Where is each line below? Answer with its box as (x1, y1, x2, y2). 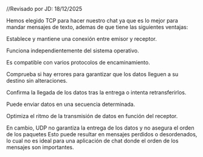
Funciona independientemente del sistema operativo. (6, 47, 139, 54)
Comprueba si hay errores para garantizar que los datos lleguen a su (6, 71, 179, 78)
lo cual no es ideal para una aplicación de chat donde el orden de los (6, 137, 179, 144)
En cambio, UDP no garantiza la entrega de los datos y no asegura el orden (6, 124, 194, 131)
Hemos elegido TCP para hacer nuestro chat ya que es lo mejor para (6, 17, 178, 24)
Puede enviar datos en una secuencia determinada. (6, 100, 136, 108)
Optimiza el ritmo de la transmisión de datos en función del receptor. (6, 113, 178, 119)
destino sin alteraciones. (6, 77, 68, 84)
